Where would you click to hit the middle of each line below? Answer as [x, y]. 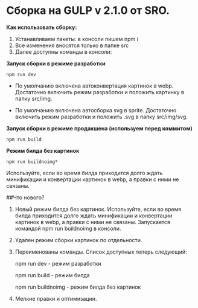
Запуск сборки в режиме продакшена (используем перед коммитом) [100, 128]
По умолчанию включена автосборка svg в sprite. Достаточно [96, 110]
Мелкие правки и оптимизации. [56, 298]
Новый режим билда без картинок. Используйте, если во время [98, 209]
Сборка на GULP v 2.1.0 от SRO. [88, 11]
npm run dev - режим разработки [58, 263]
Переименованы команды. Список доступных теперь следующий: [101, 252]
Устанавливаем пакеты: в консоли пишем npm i [77, 39]
